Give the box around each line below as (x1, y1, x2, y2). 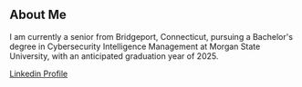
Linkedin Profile (9, 68, 68, 79)
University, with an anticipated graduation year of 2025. (9, 50, 219, 62)
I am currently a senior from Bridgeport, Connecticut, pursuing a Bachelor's (9, 31, 294, 42)
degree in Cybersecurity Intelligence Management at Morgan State (9, 41, 261, 52)
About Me (9, 7, 67, 23)
